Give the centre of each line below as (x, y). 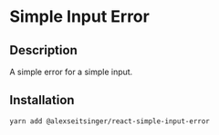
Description (43, 50)
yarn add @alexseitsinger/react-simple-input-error (109, 121)
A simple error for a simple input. (71, 72)
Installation (42, 100)
